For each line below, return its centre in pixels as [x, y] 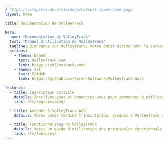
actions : [19, 51]
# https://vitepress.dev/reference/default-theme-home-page [69, 10]
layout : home [19, 14]
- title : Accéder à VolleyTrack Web [48, 111]
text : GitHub [32, 74]
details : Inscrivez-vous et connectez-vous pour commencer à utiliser [89, 97]
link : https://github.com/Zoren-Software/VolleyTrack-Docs [81, 79]
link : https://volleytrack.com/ [52, 65]
